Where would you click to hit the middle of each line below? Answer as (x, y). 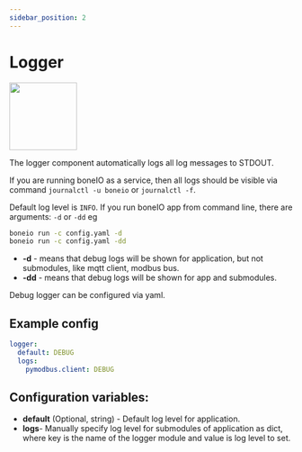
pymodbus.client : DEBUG (70, 369)
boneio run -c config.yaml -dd (68, 241)
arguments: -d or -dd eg (53, 216)
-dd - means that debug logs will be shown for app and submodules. (149, 278)
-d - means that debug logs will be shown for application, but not (142, 258)
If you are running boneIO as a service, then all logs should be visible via (144, 180)
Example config (54, 324)
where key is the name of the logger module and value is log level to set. (156, 438)
